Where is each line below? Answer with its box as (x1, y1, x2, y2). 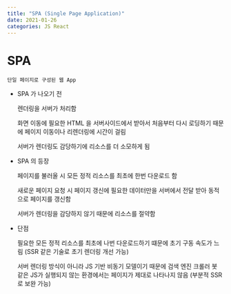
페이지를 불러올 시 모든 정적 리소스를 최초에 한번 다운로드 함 (17, 172, 178, 180)
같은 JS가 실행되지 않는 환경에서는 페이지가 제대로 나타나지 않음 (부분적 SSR (17, 271, 223, 280)
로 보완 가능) (17, 280, 52, 288)
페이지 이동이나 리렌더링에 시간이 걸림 (24, 128, 126, 136)
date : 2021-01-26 (7, 17, 57, 23)
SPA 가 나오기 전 (17, 90, 62, 98)
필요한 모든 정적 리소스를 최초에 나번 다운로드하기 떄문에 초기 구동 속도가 (17, 239, 212, 247)
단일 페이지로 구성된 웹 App (7, 77, 77, 84)
